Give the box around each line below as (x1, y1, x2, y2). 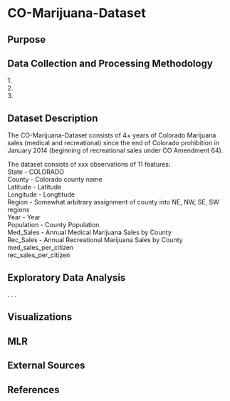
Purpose (7, 33, 46, 46)
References (7, 383, 60, 396)
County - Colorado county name (7, 175, 103, 184)
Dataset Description (7, 112, 98, 124)
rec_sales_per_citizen (7, 251, 70, 259)
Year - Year (7, 213, 41, 222)
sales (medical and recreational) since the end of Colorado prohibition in (7, 139, 219, 147)
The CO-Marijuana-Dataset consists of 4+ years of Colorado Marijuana (7, 131, 216, 140)
